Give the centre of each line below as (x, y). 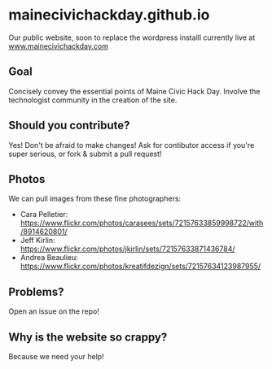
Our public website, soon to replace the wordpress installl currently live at (132, 37)
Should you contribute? (69, 126)
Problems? (36, 291)
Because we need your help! (56, 356)
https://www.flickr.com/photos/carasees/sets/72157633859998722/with (142, 223)
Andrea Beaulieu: (49, 258)
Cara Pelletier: (44, 215)
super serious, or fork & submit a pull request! (85, 154)
